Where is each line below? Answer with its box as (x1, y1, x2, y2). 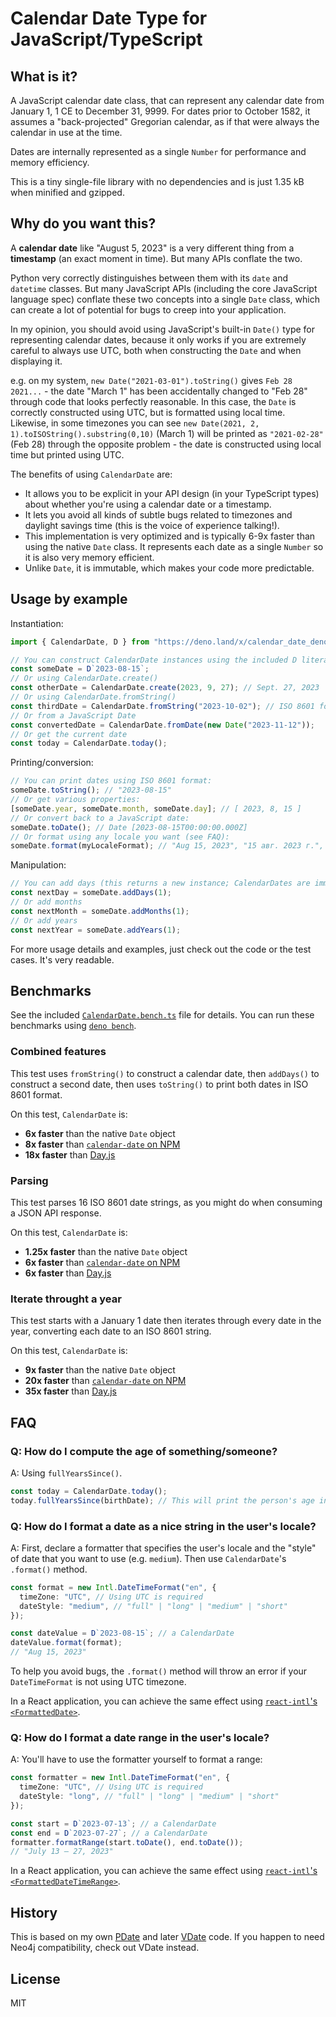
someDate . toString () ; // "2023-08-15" (10, 785, 172, 796)
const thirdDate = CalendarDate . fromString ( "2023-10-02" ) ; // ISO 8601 (10, 701, 315, 711)
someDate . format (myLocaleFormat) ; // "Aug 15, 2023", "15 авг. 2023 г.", (10, 841, 325, 851)
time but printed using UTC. (10, 448, 125, 461)
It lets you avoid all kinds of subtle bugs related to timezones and (24, 508, 293, 521)
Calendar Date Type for (10, 7, 208, 30)
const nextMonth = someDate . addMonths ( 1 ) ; (10, 906, 190, 916)
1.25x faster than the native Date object (24, 1245, 188, 1257)
